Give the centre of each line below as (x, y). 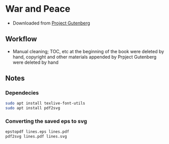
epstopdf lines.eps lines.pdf (37, 132)
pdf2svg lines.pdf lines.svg (36, 137)
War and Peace (38, 9)
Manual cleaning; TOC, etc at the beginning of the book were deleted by (88, 51)
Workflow (21, 39)
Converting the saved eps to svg (46, 122)
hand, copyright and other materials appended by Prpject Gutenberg (84, 57)
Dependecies (22, 93)
